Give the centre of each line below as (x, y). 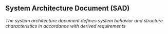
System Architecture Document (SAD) (68, 8)
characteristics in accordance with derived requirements (66, 26)
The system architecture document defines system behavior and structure (84, 20)
